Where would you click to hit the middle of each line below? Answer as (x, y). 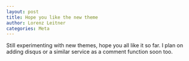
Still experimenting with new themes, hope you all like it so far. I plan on (95, 45)
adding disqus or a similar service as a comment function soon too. (90, 52)
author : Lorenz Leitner (36, 23)
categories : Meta (28, 28)
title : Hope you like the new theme (52, 17)
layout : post (23, 12)
